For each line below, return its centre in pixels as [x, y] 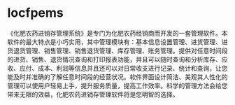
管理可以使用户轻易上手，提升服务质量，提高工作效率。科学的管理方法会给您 [117, 85]
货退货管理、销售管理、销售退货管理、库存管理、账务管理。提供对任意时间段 [117, 50]
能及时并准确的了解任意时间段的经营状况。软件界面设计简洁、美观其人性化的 [117, 77]
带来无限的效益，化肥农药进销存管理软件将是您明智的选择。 [93, 94]
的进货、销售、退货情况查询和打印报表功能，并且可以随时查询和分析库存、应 [117, 59]
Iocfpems [36, 13]
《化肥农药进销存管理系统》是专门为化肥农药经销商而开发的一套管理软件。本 [117, 33]
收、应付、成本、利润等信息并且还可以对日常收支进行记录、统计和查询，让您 [117, 68]
